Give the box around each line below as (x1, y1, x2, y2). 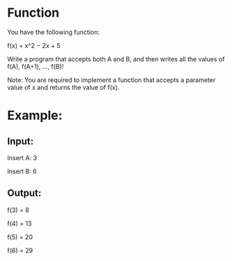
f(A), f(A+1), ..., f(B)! (7, 62, 64, 70)
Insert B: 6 (7, 167, 37, 175)
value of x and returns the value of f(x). (7, 83, 120, 91)
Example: (7, 108, 63, 123)
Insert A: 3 (7, 153, 37, 161)
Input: (7, 135, 33, 147)
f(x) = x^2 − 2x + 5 (7, 41, 61, 49)
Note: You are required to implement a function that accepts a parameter (7, 75, 216, 84)
